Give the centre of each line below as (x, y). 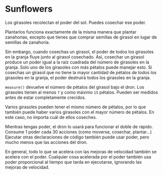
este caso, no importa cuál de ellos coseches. (51, 117)
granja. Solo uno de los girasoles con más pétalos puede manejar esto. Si (79, 67)
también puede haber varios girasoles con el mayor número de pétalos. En (80, 112)
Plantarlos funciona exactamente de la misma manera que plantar (71, 32)
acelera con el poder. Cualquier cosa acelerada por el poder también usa (78, 156)
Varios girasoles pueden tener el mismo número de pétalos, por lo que (75, 107)
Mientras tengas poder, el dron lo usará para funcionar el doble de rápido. (79, 126)
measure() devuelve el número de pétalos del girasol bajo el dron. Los (75, 87)
